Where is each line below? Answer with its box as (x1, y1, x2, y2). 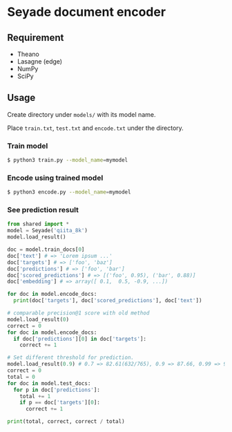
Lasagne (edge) (17, 57, 63, 66)
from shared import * (7, 220, 70, 228)
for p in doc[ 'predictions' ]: (13, 386, 100, 393)
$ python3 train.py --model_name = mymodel (7, 157, 128, 164)
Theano (17, 50, 39, 58)
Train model (7, 141, 48, 151)
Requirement (7, 32, 64, 44)
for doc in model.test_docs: (7, 379, 91, 387)
